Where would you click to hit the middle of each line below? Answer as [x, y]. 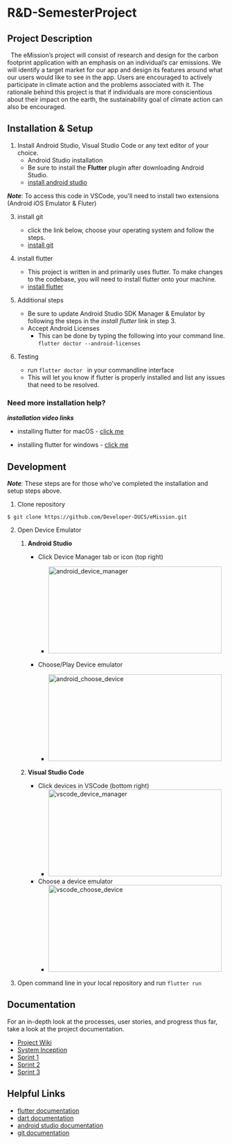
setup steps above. [35, 491]
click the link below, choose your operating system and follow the [121, 230]
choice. [28, 153]
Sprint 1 [28, 1057]
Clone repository [41, 504]
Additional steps [40, 300]
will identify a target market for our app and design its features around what [115, 70]
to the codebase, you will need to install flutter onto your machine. [122, 279]
